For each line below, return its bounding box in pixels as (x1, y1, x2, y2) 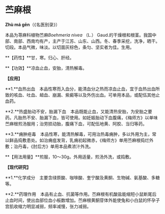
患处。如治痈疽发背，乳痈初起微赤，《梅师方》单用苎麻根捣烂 (26, 137, 149, 143)
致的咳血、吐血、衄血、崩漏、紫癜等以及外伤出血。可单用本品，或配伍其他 (5, 92, 156, 98)
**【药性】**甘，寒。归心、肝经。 (5, 54, 75, 60)
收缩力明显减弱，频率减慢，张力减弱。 (13, 203, 91, 209)
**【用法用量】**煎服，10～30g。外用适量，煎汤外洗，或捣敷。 (5, 154, 134, 160)
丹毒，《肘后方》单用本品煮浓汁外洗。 (18, 143, 93, 149)
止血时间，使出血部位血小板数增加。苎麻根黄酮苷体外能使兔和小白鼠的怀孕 (5, 197, 156, 203)
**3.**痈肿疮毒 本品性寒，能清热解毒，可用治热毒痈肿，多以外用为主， (5, 131, 152, 137)
